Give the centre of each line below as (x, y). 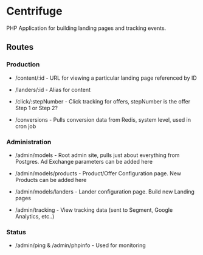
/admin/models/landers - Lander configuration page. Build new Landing (105, 191)
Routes (20, 47)
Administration (29, 142)
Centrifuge (34, 11)
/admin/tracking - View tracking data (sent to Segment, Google (94, 210)
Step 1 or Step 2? (36, 108)
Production (23, 65)
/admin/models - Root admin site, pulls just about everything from (97, 155)
